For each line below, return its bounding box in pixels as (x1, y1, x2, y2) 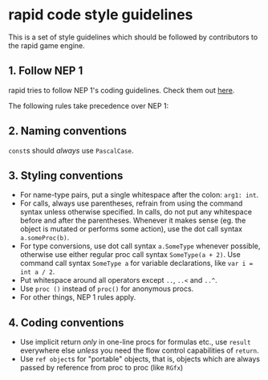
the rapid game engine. (8, 40, 86, 50)
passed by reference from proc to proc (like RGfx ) (19, 363, 184, 373)
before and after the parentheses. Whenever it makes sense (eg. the (19, 215, 246, 226)
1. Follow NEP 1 (8, 64, 83, 78)
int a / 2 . (19, 267, 55, 276)
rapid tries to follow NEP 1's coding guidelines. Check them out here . (8, 85, 235, 95)
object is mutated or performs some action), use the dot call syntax (19, 224, 243, 234)
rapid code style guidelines (8, 6, 193, 24)
